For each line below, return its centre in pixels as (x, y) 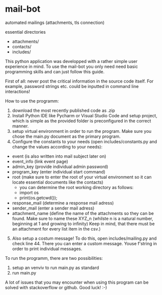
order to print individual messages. (47, 249)
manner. (20, 126)
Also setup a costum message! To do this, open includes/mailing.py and (84, 238)
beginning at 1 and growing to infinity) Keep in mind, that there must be (83, 224)
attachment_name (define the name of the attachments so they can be (83, 213)
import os (29, 192)
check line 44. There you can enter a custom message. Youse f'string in (84, 243)
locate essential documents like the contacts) (58, 182)
